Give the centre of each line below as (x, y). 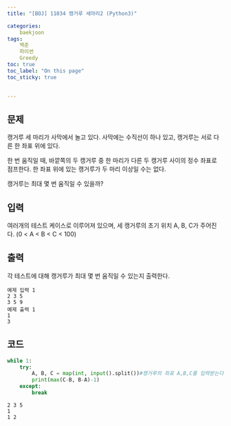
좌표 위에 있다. (41, 146)
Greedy (29, 58)
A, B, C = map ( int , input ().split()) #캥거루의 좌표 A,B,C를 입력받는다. (129, 374)
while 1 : (20, 361)
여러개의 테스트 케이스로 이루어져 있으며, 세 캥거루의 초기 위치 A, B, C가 (103, 225)
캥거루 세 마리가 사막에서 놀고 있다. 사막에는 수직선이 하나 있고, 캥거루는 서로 (110, 137)
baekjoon (32, 32)
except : (30, 387)
